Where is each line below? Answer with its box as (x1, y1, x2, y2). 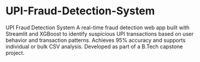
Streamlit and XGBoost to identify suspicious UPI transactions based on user (5, 30, 194, 37)
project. (5, 49, 25, 56)
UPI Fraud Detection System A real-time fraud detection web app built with (5, 24, 190, 31)
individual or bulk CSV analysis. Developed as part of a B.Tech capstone (5, 43, 183, 50)
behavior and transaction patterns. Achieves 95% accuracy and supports (5, 36, 186, 44)
